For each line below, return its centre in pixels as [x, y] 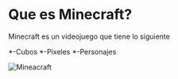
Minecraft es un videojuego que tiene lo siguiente [89, 36]
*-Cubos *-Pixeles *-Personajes [62, 51]
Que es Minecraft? [70, 15]
